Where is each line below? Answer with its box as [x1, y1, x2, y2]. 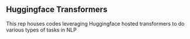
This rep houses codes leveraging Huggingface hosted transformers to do [6, 20, 185, 27]
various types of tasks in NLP [6, 26, 77, 33]
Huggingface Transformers [6, 5, 108, 15]
